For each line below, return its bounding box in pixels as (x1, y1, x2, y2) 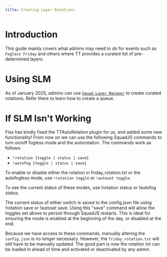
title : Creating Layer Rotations (5, 7, 75, 12)
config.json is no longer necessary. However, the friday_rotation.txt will (5, 236, 159, 242)
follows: (5, 145, 21, 151)
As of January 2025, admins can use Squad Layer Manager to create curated (5, 90, 161, 96)
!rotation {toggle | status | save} (12, 156, 89, 161)
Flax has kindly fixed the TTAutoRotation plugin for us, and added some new (5, 129, 162, 135)
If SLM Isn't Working (5, 113, 91, 124)
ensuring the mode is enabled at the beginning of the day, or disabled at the (5, 216, 161, 222)
